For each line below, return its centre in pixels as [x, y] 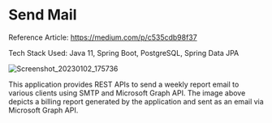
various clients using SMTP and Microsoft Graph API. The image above [127, 93]
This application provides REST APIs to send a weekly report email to [124, 84]
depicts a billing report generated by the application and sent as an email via [136, 101]
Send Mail [43, 15]
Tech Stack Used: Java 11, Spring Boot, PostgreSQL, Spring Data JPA [124, 53]
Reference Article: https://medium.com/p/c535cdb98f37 [103, 37]
